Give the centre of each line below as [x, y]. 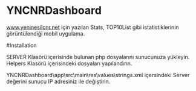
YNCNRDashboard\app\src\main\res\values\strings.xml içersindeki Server [98, 75]
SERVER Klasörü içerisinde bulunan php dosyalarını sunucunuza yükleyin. [98, 57]
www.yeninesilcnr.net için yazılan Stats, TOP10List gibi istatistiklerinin [93, 27]
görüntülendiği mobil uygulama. [46, 33]
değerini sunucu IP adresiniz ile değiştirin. [58, 81]
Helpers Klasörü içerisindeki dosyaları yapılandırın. [69, 63]
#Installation [22, 45]
